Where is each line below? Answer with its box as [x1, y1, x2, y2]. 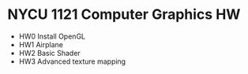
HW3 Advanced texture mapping [18, 57, 126, 66]
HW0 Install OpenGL [18, 31, 86, 41]
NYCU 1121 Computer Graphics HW [7, 6, 241, 24]
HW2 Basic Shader [18, 48, 81, 57]
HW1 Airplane [18, 39, 64, 49]
